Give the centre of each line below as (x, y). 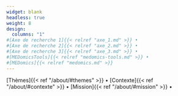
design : (16, 29)
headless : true (26, 18)
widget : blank (24, 12)
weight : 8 (19, 23)
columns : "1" (28, 35)
